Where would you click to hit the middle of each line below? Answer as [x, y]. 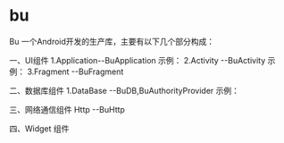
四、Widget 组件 [39, 128]
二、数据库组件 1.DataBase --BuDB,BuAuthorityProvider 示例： [124, 90]
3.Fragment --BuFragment [75, 71]
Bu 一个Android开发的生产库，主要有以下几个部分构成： [112, 41]
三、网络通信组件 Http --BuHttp [67, 109]
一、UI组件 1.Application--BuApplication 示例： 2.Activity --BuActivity [138, 60]
